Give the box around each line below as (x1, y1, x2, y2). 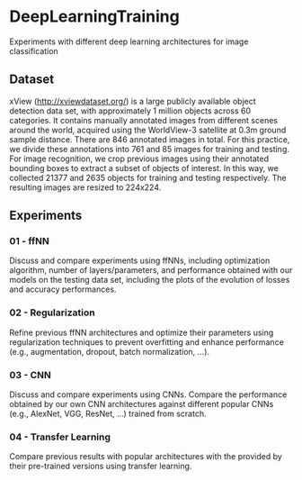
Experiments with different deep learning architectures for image (9, 36, 249, 47)
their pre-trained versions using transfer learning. (9, 461, 192, 472)
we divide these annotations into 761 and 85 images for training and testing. (9, 143, 290, 154)
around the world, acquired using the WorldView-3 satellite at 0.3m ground (9, 124, 287, 135)
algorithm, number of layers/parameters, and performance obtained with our (9, 265, 293, 276)
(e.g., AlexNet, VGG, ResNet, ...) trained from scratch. (9, 408, 207, 420)
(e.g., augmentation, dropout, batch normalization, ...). (9, 346, 209, 357)
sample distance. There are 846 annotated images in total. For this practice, (9, 133, 290, 145)
